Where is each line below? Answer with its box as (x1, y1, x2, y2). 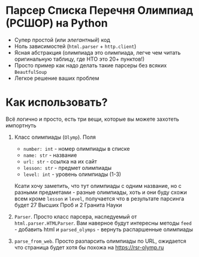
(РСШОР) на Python (5, 16, 108, 30)
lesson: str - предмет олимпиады (23, 164, 112, 171)
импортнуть (5, 121, 37, 129)
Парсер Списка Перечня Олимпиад (5, 4, 193, 17)
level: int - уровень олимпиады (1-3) (23, 171, 121, 178)
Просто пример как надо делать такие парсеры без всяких (14, 61, 167, 69)
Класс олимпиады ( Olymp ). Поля (14, 133, 97, 141)
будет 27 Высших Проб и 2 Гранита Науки (14, 201, 122, 208)
